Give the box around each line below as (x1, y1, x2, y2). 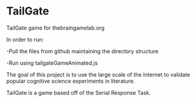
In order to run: (6, 36, 44, 43)
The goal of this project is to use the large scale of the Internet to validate (6, 71, 191, 78)
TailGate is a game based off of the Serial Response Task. (6, 89, 151, 96)
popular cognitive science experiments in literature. (6, 77, 135, 84)
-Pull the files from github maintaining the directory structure (6, 47, 159, 55)
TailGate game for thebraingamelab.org (6, 24, 105, 31)
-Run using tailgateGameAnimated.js (6, 59, 98, 66)
